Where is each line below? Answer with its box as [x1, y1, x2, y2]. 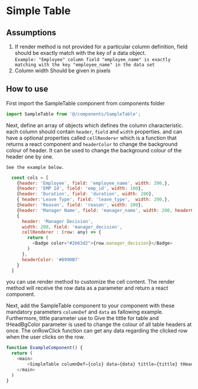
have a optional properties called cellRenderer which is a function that [6, 134, 177, 141]
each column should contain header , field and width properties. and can [6, 128, 183, 135]
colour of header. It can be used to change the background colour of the [6, 147, 182, 154]
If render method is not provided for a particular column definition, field [14, 43, 188, 50]
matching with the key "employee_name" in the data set [14, 62, 155, 68]
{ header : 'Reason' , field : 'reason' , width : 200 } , [16, 202, 144, 208]
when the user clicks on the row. [6, 334, 85, 341]
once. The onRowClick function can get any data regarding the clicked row [6, 327, 188, 334]
